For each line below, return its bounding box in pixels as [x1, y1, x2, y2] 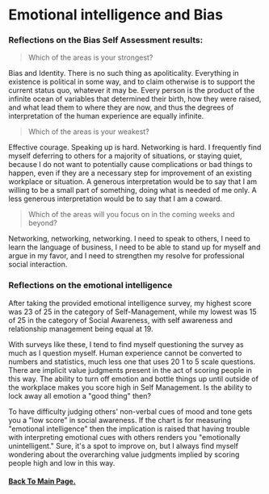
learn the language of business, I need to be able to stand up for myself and [8, 242, 261, 252]
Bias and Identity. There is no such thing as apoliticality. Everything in [8, 69, 240, 78]
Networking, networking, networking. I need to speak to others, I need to [8, 234, 250, 244]
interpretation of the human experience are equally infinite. [8, 111, 204, 121]
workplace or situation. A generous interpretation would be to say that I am [8, 177, 257, 186]
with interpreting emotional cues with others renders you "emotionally [8, 432, 241, 442]
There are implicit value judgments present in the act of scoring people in [8, 365, 253, 375]
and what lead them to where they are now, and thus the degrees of [8, 103, 234, 112]
